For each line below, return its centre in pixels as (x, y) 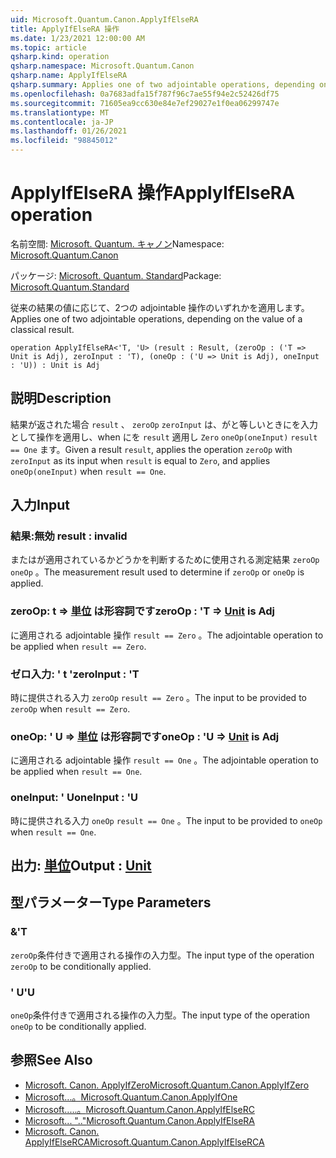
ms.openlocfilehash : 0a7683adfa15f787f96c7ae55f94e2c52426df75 (145, 94)
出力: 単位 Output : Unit (81, 866)
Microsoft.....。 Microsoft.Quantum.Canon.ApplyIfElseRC (139, 1109)
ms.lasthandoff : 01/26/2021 (69, 131)
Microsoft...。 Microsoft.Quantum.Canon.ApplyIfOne (131, 1097)
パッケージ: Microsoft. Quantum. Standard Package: (116, 275)
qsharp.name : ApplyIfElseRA (69, 76)
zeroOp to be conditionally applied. (81, 966)
